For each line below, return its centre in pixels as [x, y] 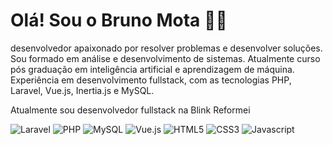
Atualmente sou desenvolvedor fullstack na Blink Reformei [130, 110]
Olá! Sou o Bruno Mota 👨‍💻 [119, 20]
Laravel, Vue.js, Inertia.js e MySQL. [82, 90]
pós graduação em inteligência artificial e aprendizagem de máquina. [152, 69]
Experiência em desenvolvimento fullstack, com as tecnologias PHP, [151, 80]
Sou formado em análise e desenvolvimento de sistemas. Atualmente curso [165, 58]
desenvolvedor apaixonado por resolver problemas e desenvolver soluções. [166, 48]
